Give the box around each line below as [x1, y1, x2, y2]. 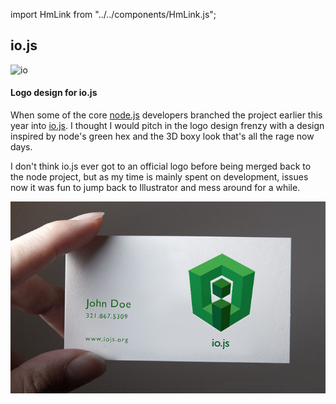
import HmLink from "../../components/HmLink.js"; [10, 9, 217, 20]
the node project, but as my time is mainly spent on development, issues [10, 171, 309, 183]
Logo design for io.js [10, 87, 98, 99]
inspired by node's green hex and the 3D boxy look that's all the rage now [10, 130, 315, 143]
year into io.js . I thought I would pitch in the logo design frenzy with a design [10, 120, 325, 132]
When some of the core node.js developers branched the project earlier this [10, 109, 323, 121]
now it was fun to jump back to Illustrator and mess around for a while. [10, 182, 301, 194]
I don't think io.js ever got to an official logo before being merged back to [10, 160, 312, 173]
